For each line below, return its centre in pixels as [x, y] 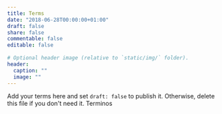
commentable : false [35, 39]
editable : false [30, 45]
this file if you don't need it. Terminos [60, 104]
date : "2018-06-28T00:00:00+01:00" [58, 20]
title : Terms [26, 13]
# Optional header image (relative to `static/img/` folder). [98, 58]
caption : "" [31, 70]
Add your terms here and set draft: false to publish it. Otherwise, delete [111, 96]
